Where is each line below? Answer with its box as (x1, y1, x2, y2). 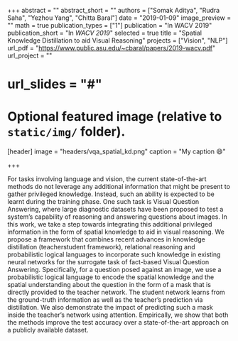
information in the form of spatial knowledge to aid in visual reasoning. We (7, 227, 225, 237)
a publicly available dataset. (7, 326, 89, 335)
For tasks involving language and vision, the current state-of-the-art (7, 175, 207, 183)
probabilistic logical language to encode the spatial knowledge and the (7, 273, 215, 281)
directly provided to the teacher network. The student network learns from (7, 288, 225, 297)
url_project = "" (7, 51, 53, 60)
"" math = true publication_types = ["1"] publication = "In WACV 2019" (7, 21, 212, 29)
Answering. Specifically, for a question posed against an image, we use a (7, 266, 222, 274)
